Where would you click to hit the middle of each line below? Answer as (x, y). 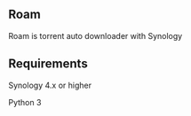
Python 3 (25, 102)
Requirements (48, 64)
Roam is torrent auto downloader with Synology (95, 35)
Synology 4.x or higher (50, 85)
